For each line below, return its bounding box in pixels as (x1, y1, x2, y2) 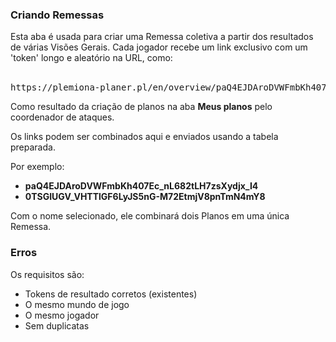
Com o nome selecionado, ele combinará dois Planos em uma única (10, 210, 290, 222)
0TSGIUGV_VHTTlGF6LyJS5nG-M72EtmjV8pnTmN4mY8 (24, 191, 266, 203)
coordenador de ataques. (10, 111, 115, 123)
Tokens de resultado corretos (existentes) (24, 288, 198, 300)
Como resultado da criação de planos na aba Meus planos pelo (10, 101, 273, 113)
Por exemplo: (10, 161, 65, 173)
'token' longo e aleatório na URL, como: (10, 52, 173, 64)
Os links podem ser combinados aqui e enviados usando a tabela (10, 131, 279, 143)
